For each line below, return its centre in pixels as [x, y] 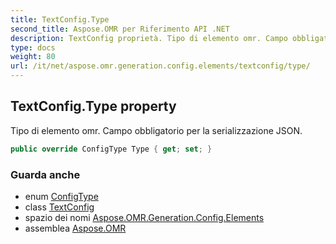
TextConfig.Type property [93, 106]
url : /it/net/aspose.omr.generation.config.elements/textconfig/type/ [160, 66]
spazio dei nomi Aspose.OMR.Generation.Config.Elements [144, 217]
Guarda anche [45, 174]
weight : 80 [33, 57]
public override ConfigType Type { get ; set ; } [111, 149]
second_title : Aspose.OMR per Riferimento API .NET [120, 29]
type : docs [33, 47]
